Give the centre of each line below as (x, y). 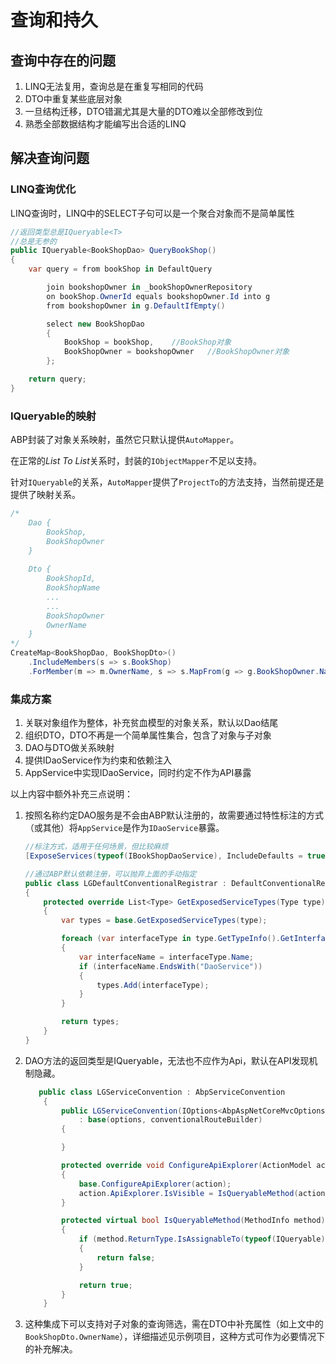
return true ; (105, 1285)
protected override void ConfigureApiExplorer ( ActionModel (187, 1166)
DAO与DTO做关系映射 (69, 748)
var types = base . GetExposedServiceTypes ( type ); (164, 921)
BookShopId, (71, 579)
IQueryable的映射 (53, 416)
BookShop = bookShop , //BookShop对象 (147, 342)
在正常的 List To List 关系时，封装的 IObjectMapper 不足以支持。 (136, 461)
